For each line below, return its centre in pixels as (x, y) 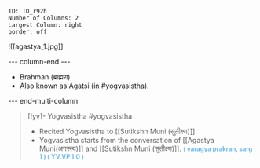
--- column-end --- (39, 62)
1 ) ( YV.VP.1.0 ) (61, 157)
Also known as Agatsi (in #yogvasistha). (84, 86)
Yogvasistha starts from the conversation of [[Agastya (126, 140)
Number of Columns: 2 (44, 18)
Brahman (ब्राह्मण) (45, 77)
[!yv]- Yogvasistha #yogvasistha (80, 116)
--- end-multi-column (43, 101)
